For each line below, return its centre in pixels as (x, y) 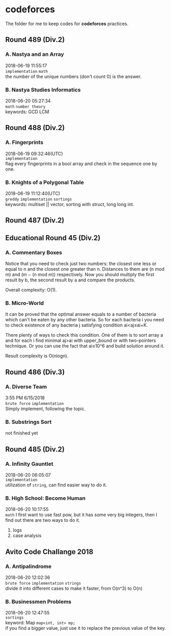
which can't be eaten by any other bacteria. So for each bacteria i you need (85, 320)
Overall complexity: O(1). (31, 290)
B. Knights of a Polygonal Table (45, 182)
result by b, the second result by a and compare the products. (70, 280)
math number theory (26, 107)
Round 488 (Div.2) (35, 128)
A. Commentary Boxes (34, 252)
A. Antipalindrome (29, 566)
